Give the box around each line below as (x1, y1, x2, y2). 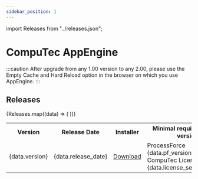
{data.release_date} (54, 152, 108, 161)
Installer (115, 128, 140, 136)
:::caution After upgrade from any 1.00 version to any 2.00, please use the (6, 65, 185, 72)
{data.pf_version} (147, 149, 194, 157)
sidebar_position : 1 (6, 8, 57, 15)
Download (113, 152, 141, 161)
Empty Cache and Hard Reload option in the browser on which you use (6, 71, 179, 79)
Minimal (152, 125, 176, 133)
